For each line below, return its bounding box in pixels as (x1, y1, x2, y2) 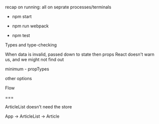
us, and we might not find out (5, 57, 64, 62)
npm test (12, 33, 30, 38)
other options (5, 76, 32, 81)
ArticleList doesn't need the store (5, 104, 72, 109)
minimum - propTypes (5, 66, 50, 72)
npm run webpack (12, 23, 49, 29)
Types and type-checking (5, 42, 57, 48)
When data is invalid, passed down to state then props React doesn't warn (5, 51, 155, 57)
